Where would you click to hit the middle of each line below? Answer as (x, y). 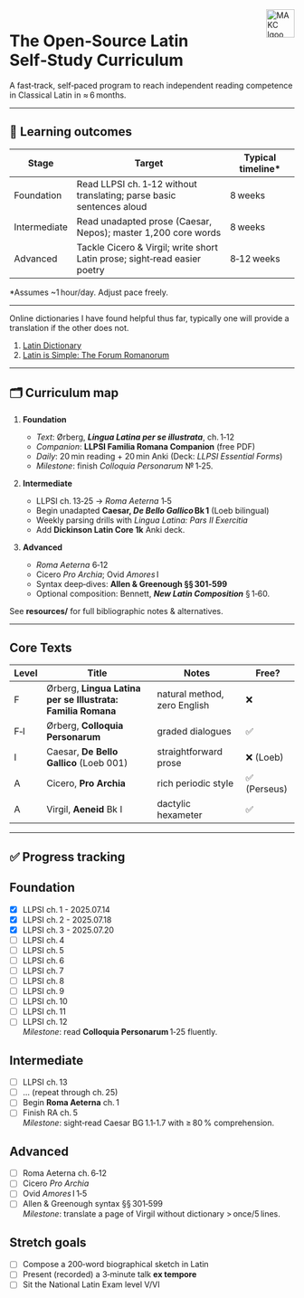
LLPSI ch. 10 (45, 1001)
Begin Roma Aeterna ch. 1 (71, 1103)
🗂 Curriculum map (64, 393)
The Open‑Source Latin (99, 41)
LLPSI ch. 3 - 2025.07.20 (68, 930)
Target (149, 163)
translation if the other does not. (69, 327)
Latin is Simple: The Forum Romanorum (96, 355)
